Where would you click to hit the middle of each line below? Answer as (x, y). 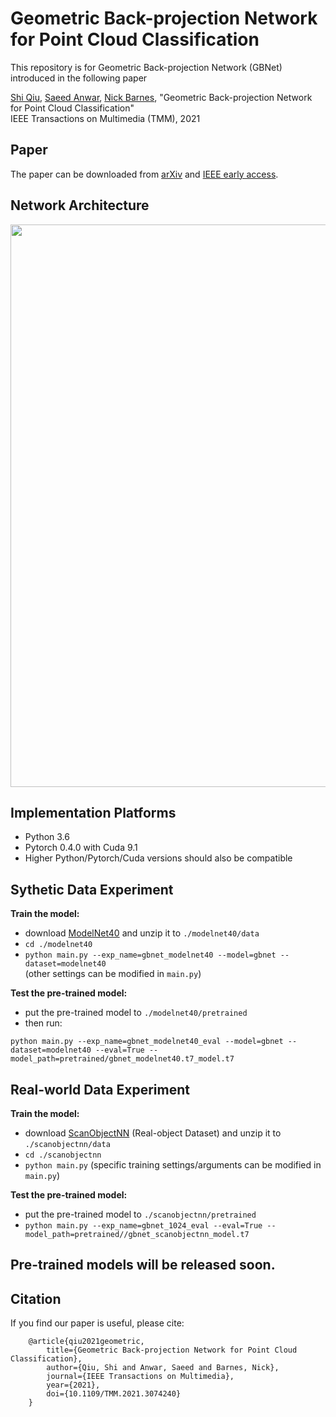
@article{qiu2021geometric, (86, 1342)
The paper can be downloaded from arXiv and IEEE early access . (144, 174)
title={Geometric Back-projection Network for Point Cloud (172, 1350)
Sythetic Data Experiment (92, 889)
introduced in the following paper (79, 78)
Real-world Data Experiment (100, 1089)
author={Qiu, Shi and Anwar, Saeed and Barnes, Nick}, (163, 1368)
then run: (43, 1023)
